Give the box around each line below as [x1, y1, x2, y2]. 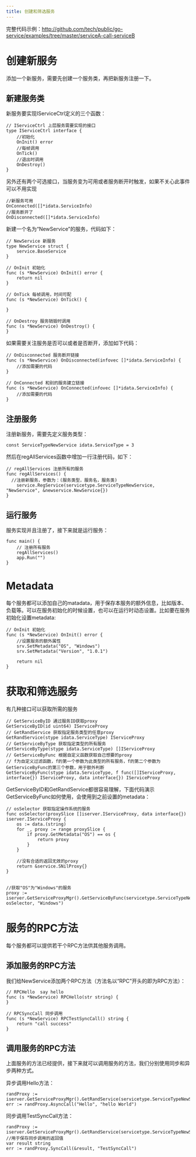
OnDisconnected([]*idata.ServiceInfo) [6, 215, 100, 221]
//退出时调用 [16, 157, 44, 163]
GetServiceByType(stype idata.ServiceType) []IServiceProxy [6, 746, 156, 752]
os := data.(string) [16, 821, 66, 827]
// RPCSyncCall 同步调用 [6, 1010, 63, 1017]
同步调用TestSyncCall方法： [6, 1113, 74, 1120]
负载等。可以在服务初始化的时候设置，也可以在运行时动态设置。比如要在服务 [6, 607, 190, 614]
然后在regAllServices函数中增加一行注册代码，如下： [6, 453, 133, 460]
